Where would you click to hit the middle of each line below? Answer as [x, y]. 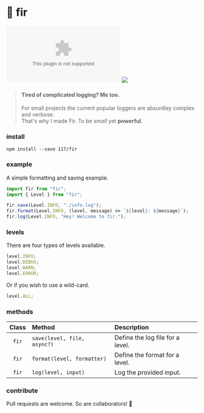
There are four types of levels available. [56, 246]
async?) [43, 344]
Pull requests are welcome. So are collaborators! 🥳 [69, 404]
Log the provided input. [148, 372]
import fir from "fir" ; [36, 189]
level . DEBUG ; [23, 262]
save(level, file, [58, 338]
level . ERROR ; [23, 274]
